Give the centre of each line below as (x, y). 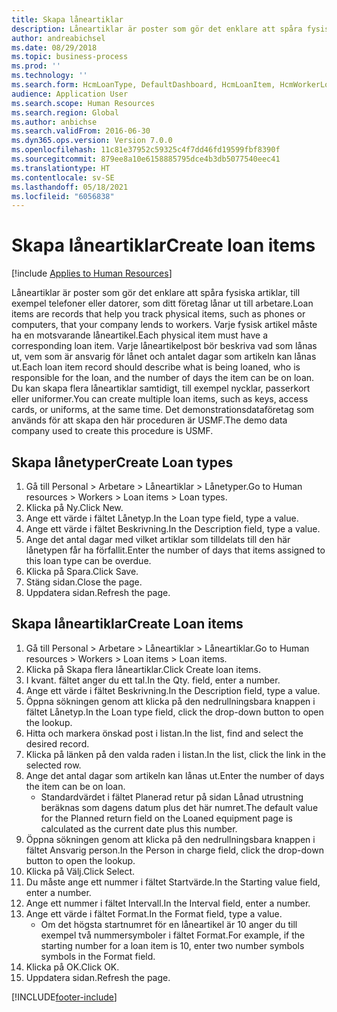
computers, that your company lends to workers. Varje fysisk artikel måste (164, 325)
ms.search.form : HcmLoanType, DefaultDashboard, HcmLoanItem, (143, 85)
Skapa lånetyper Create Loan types (122, 462)
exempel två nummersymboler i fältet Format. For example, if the (173, 935)
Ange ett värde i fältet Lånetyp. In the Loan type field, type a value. (162, 518)
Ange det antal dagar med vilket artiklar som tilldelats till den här (158, 539)
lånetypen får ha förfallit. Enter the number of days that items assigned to (175, 550)
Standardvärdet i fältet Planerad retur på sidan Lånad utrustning (172, 797)
